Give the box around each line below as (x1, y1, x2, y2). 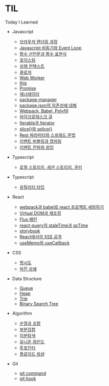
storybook (19, 228, 41, 234)
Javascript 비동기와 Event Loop (19, 45, 82, 50)
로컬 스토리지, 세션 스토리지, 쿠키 (19, 164, 82, 170)
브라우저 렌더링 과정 (19, 39, 58, 45)
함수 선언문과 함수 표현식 (19, 51, 67, 57)
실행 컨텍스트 (19, 63, 45, 69)
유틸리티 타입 (19, 184, 45, 190)
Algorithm (12, 310, 32, 316)
